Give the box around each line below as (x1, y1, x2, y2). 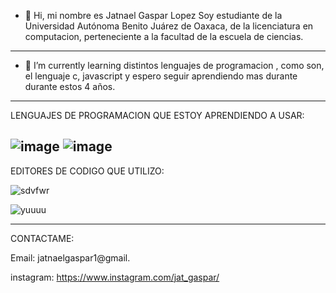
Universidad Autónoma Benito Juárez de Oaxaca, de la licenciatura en (24, 20, 314, 32)
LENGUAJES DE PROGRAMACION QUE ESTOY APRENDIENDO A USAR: (10, 110, 305, 121)
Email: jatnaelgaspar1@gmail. (10, 251, 131, 264)
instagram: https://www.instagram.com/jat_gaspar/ (10, 271, 220, 283)
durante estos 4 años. (24, 81, 116, 92)
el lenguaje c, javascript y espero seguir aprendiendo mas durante (24, 70, 298, 82)
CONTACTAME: (10, 232, 75, 244)
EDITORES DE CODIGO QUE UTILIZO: (10, 165, 165, 177)
